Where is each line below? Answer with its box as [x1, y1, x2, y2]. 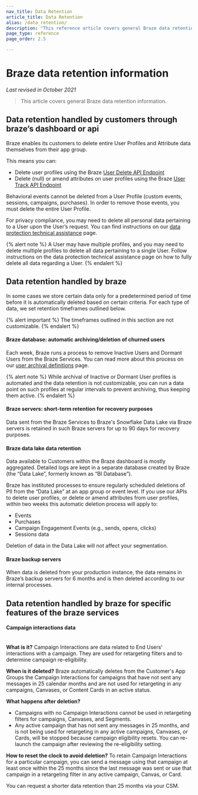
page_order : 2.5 [6, 36, 46, 42]
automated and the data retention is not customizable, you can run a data [6, 379, 184, 387]
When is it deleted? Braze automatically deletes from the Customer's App [6, 668, 186, 675]
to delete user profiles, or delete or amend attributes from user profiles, [6, 494, 180, 502]
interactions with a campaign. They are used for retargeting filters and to [6, 650, 183, 657]
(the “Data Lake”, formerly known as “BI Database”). [6, 470, 133, 477]
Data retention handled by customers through [6, 114, 178, 125]
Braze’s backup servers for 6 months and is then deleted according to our [6, 575, 185, 582]
